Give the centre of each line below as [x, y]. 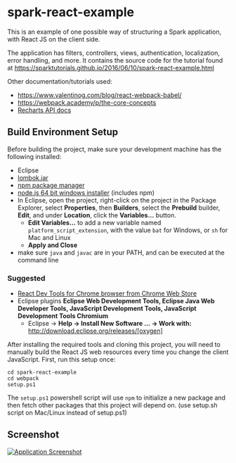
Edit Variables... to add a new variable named [94, 222]
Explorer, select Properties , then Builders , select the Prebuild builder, [119, 208]
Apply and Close [53, 245]
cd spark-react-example [42, 373]
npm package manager [51, 185]
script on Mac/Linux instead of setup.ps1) [67, 413]
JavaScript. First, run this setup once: [61, 360]
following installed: [34, 156]
